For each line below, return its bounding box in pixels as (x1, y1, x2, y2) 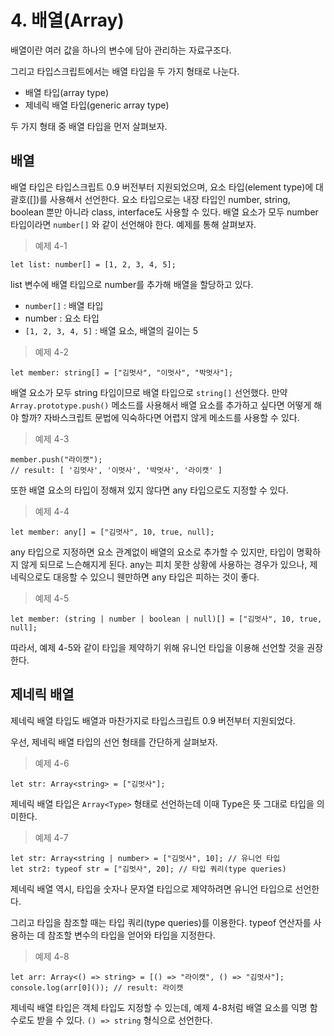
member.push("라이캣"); (10, 454, 103, 465)
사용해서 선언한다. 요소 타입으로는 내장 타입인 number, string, (49, 193, 291, 205)
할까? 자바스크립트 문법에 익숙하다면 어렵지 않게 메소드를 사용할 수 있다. (20, 411, 300, 423)
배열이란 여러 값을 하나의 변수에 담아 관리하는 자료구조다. (10, 44, 232, 56)
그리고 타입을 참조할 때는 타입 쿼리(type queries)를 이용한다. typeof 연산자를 (10, 916, 312, 928)
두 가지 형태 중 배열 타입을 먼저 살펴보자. (10, 120, 168, 132)
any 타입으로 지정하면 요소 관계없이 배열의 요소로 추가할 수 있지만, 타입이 (10, 546, 295, 558)
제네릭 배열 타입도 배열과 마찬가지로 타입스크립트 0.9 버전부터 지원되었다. (10, 714, 296, 726)
